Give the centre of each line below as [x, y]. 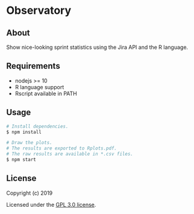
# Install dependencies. [37, 126]
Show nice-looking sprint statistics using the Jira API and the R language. [97, 47]
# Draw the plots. [29, 143]
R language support [39, 87]
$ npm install [24, 132]
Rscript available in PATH [46, 93]
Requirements [33, 66]
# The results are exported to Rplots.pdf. [62, 148]
